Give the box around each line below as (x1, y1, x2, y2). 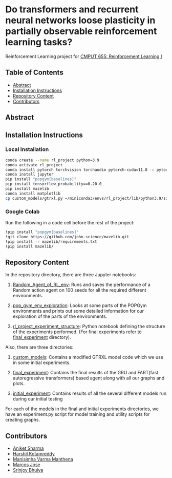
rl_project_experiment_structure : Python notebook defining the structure (12, 323, 165, 330)
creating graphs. (5, 417, 40, 423)
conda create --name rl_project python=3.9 (5, 158, 100, 163)
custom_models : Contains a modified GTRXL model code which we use (12, 354, 164, 360)
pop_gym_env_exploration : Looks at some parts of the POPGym (12, 302, 147, 309)
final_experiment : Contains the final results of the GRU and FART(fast (12, 370, 159, 376)
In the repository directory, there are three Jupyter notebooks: (5, 272, 137, 278)
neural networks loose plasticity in (5, 14, 156, 26)
